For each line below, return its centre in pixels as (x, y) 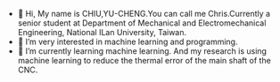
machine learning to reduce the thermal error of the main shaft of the (144, 60)
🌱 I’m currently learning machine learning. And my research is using (142, 51)
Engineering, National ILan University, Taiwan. (102, 32)
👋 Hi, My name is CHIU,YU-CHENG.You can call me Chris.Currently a (144, 14)
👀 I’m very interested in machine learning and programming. (128, 41)
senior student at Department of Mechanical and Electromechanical (142, 23)
